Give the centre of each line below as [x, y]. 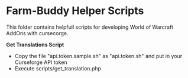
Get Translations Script [35, 45]
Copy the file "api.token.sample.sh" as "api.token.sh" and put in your [98, 56]
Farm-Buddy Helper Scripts [75, 11]
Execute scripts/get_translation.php [58, 68]
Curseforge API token [41, 62]
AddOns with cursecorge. [38, 33]
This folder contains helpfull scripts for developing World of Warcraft [90, 27]
